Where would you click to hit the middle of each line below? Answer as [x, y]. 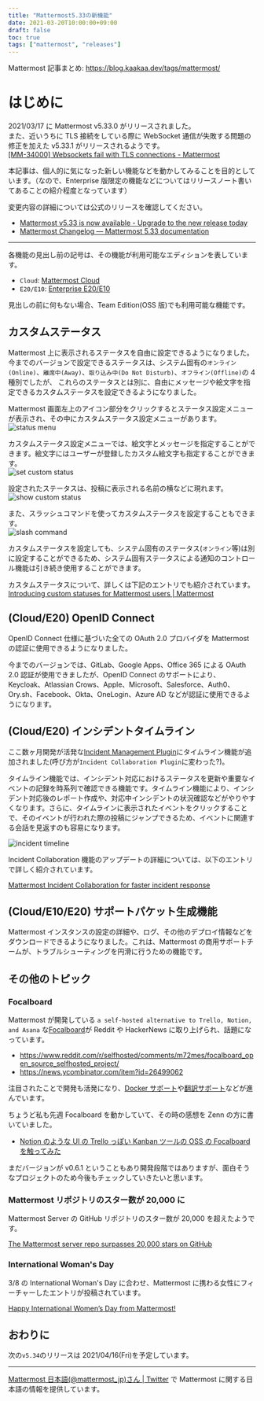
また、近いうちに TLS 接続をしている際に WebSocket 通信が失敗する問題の [130, 136]
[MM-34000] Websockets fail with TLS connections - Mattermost [114, 155]
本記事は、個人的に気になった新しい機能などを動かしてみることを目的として [132, 171]
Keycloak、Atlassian [41, 684]
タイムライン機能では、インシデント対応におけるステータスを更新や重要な [128, 778]
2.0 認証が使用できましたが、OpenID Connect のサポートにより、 [114, 674]
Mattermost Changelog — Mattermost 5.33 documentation [114, 231]
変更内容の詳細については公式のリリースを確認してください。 [107, 207]
